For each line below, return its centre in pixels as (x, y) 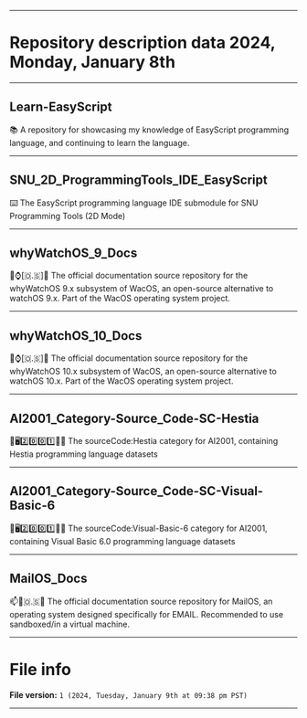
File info (40, 669)
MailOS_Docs (48, 579)
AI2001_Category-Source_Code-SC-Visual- (136, 491)
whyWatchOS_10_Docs (76, 336)
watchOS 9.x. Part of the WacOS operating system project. (120, 299)
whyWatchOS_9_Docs (74, 253)
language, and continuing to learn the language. (100, 143)
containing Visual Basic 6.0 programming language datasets (122, 541)
